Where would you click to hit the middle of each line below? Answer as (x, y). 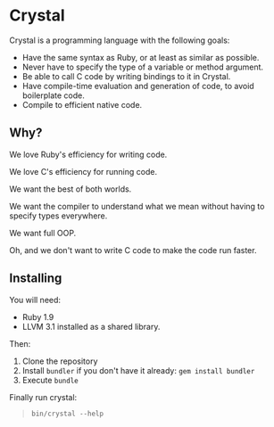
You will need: (35, 300)
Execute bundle (50, 380)
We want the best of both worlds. (71, 189)
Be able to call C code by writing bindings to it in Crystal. (126, 76)
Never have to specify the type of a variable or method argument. (143, 67)
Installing (36, 279)
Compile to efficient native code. (82, 104)
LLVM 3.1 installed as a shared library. (91, 326)
